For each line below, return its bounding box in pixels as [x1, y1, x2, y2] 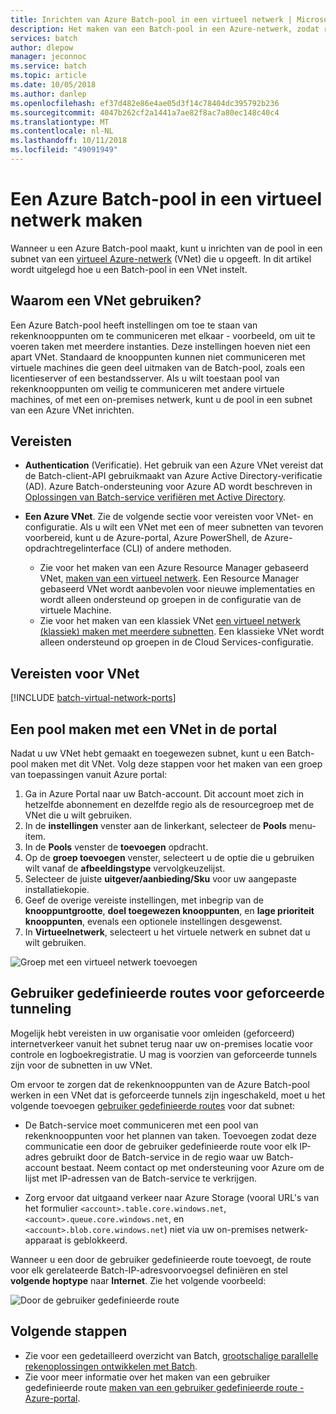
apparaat [24, 1234, 63, 1246]
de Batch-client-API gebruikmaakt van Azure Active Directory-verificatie [24, 470, 323, 482]
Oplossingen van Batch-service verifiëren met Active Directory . [24, 491, 286, 503]
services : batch [10, 33, 78, 43]
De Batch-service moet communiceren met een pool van [24, 1119, 259, 1131]
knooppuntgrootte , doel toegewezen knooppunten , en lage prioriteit [24, 905, 315, 917]
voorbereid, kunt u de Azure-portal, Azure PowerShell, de [24, 532, 263, 544]
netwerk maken [10, 209, 143, 232]
